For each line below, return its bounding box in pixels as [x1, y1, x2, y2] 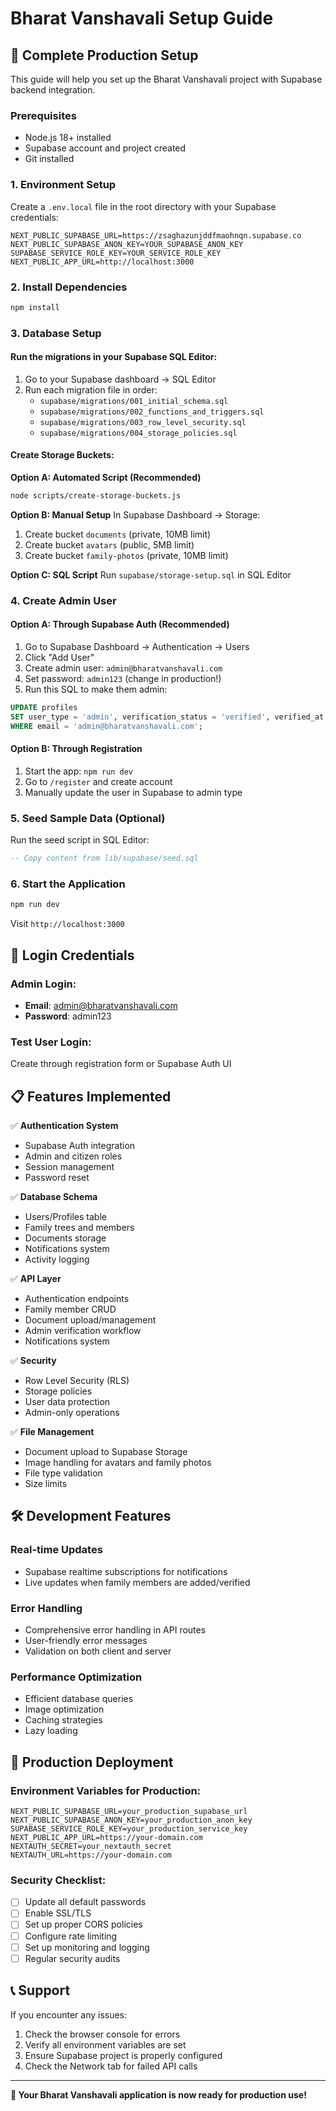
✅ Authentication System [10, 1120, 119, 1132]
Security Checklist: [10, 1873, 107, 1887]
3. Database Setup [10, 326, 102, 340]
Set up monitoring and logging [24, 1941, 150, 1953]
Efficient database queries [24, 1693, 134, 1705]
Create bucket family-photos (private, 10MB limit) [24, 549, 229, 561]
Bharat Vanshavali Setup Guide [10, 7, 274, 30]
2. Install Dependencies [10, 280, 128, 294]
